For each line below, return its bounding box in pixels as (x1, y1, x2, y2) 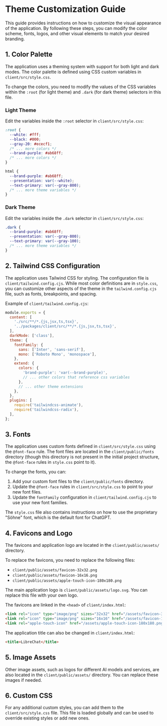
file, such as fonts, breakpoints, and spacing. (5, 291, 97, 297)
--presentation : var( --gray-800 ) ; (9, 234, 81, 239)
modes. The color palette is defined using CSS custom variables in (5, 69, 142, 75)
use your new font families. (12, 500, 68, 506)
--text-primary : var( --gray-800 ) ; (9, 183, 81, 188)
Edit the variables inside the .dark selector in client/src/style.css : (5, 215, 144, 221)
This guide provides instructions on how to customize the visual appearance (5, 20, 162, 26)
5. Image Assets (5, 653, 56, 662)
